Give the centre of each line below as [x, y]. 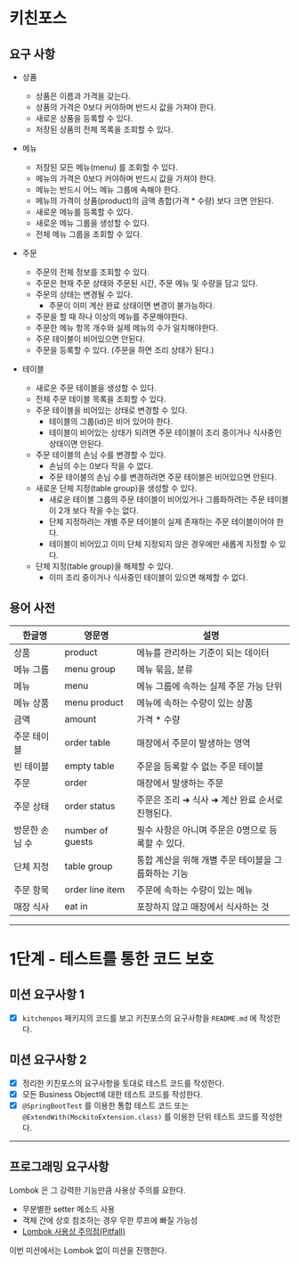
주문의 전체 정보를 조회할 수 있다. [92, 272]
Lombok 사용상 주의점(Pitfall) [74, 1231]
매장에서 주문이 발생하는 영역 [194, 743]
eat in [76, 906]
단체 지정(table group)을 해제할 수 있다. [104, 566]
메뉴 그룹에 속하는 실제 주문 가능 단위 [210, 685]
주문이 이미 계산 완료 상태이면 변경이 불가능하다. [132, 305]
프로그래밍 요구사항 [59, 1167]
